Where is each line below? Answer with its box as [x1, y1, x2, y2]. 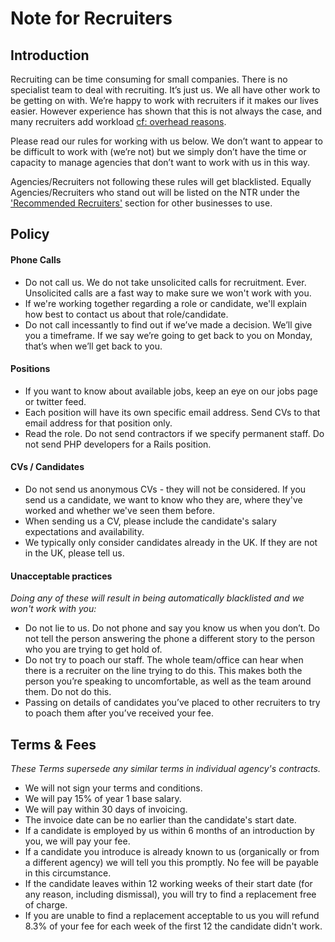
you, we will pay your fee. [24, 835, 131, 847]
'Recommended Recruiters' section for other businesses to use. [10, 197, 273, 209]
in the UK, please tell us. [24, 547, 125, 559]
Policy [10, 226, 50, 243]
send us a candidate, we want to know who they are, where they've [24, 494, 303, 506]
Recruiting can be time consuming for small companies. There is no [10, 73, 288, 85]
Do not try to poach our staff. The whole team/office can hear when [24, 654, 304, 666]
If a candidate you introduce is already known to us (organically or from [24, 846, 320, 858]
